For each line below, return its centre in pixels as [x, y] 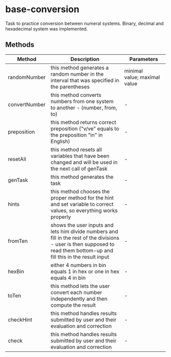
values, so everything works [84, 210]
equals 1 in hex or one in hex [85, 271]
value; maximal [142, 77]
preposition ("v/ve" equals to [85, 128]
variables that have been [80, 156]
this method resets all [76, 149]
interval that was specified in [85, 80]
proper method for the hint [82, 198]
